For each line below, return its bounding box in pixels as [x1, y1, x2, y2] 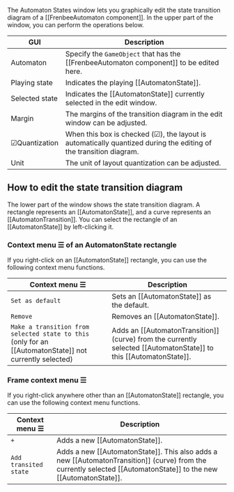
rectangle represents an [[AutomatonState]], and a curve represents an [7, 207, 211, 216]
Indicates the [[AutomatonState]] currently [65, 89, 205, 98]
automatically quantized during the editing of [65, 138, 212, 147]
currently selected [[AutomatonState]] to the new [56, 464, 218, 474]
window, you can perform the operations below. [7, 21, 144, 29]
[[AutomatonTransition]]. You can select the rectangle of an [7, 215, 178, 223]
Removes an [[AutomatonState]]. [111, 312, 219, 322]
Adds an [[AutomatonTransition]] [111, 326, 219, 336]
